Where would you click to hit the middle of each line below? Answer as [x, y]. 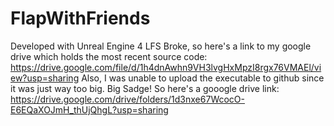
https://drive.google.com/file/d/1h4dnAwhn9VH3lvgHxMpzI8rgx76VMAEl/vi [166, 67]
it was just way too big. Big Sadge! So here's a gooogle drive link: [145, 88]
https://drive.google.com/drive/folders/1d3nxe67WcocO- [127, 99]
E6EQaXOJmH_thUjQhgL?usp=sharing [89, 109]
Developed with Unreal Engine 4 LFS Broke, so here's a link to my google [161, 46]
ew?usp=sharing [45, 78]
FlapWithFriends [80, 18]
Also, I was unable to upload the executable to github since [203, 78]
